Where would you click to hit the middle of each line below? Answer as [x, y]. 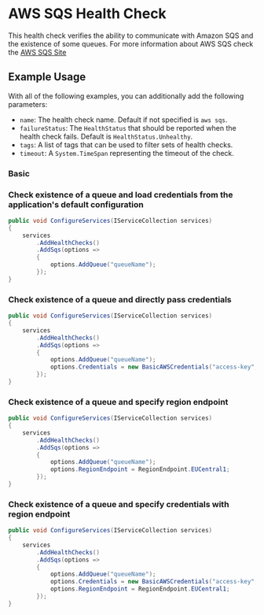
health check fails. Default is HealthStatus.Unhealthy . [106, 136]
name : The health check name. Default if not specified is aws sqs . [123, 120]
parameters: [28, 104]
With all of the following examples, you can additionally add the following [126, 96]
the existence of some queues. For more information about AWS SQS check [131, 43]
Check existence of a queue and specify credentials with [119, 504]
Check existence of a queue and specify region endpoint [118, 402]
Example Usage [47, 77]
